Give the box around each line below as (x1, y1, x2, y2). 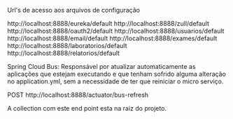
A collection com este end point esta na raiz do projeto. (7, 104, 167, 112)
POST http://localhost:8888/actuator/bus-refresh (7, 90, 149, 99)
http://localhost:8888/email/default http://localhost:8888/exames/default (7, 34, 218, 42)
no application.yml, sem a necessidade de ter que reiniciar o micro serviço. (7, 77, 224, 86)
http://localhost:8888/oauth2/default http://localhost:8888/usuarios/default (7, 27, 225, 35)
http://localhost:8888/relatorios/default (7, 49, 120, 57)
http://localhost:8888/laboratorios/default (7, 42, 127, 49)
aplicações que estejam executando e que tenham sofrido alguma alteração (7, 70, 226, 78)
